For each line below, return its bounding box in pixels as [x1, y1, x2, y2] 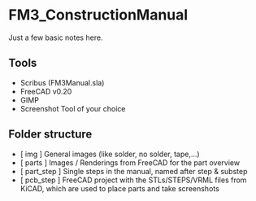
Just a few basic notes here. [8, 33, 103, 42]
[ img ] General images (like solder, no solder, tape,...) [20, 149, 201, 159]
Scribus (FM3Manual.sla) [20, 77, 105, 87]
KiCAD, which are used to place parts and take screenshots [20, 183, 219, 193]
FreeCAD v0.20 [20, 86, 72, 96]
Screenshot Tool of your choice [20, 103, 126, 113]
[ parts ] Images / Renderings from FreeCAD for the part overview [20, 157, 241, 168]
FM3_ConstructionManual [8, 6, 189, 24]
